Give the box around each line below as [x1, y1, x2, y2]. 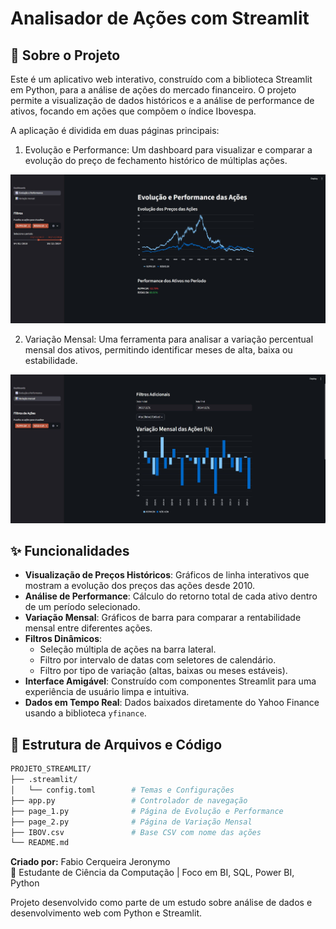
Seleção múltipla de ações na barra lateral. [39, 643, 217, 656]
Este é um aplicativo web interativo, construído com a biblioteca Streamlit [10, 73, 313, 85]
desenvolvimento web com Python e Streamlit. [10, 907, 202, 919]
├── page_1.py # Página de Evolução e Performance [10, 806, 284, 816]
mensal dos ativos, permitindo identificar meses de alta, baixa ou [24, 343, 293, 356]
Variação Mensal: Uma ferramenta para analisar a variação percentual [24, 333, 314, 345]
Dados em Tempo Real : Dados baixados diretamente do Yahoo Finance [24, 697, 320, 709]
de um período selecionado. [24, 601, 141, 613]
